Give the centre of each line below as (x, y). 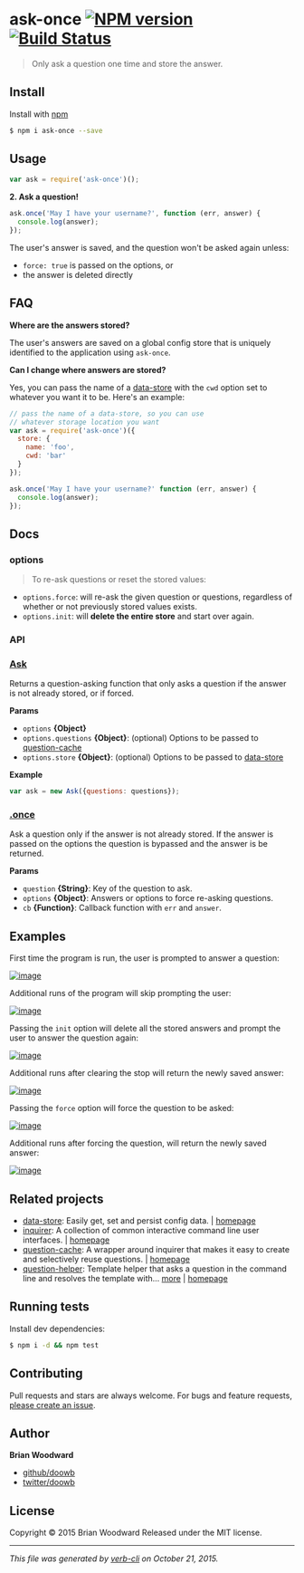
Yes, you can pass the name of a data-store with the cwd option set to (138, 387)
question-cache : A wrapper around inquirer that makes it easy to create (156, 1250)
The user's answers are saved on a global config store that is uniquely (140, 342)
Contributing (46, 1373)
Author (29, 1433)
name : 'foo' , (50, 447)
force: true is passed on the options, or (98, 265)
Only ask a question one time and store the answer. (127, 63)
